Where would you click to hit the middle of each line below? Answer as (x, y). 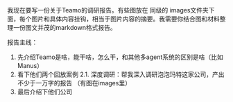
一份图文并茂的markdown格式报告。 (64, 27)
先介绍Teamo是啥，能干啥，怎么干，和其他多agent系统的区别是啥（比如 (120, 57)
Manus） (30, 66)
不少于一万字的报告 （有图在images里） (74, 83)
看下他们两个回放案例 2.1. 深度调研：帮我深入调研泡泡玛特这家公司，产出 (121, 74)
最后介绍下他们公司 (45, 92)
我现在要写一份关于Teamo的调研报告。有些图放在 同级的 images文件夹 (108, 10)
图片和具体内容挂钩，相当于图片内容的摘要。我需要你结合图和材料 (125, 19)
